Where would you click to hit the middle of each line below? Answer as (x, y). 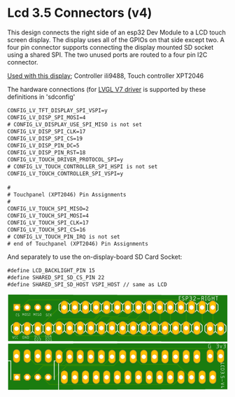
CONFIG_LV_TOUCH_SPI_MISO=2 (48, 208)
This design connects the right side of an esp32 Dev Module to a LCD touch (116, 32)
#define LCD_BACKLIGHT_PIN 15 (51, 270)
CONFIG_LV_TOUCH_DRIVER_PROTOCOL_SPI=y (65, 159)
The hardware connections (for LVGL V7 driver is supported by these (107, 89)
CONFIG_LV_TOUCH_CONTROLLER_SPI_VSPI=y (65, 173)
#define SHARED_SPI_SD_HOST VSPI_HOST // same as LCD (87, 284)
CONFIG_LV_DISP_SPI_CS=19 (45, 138)
